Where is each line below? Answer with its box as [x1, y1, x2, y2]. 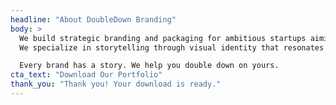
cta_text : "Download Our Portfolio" [10, 70, 163, 80]
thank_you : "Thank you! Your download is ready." [10, 79, 222, 90]
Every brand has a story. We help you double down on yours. [19, 61, 280, 71]
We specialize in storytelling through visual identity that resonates [19, 42, 325, 53]
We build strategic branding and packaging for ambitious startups [19, 33, 307, 43]
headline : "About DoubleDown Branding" [10, 14, 177, 25]
